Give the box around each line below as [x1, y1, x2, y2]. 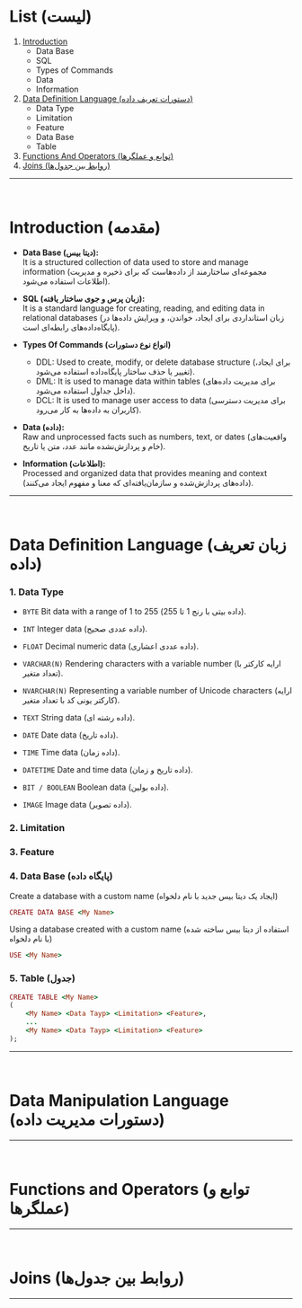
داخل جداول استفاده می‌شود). [35, 384, 136, 396]
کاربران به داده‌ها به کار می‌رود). [35, 404, 142, 415]
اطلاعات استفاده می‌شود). [22, 276, 111, 287]
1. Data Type [9, 586, 65, 598]
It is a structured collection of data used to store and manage [22, 256, 249, 267]
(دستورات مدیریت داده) [9, 1109, 165, 1129]
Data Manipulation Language [9, 1090, 229, 1110]
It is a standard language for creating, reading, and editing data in [22, 303, 265, 314]
